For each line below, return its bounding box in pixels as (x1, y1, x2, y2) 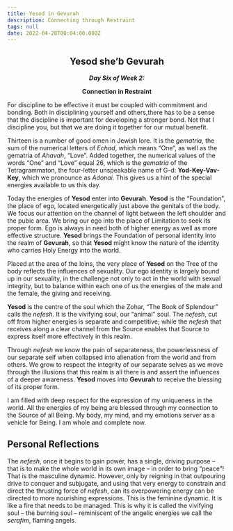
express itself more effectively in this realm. (7, 332, 132, 341)
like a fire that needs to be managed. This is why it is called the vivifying (7, 501, 214, 509)
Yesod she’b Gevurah (69, 55, 165, 67)
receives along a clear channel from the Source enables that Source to (7, 325, 210, 333)
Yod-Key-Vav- (177, 166, 220, 175)
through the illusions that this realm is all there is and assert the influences (7, 368, 220, 377)
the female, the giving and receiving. (7, 290, 113, 298)
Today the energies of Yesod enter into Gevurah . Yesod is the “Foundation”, (7, 194, 226, 203)
